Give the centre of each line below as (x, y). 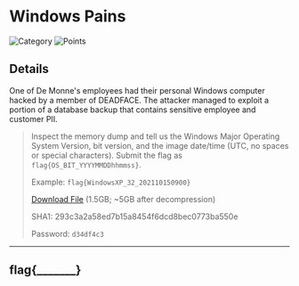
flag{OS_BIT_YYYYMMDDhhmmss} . (86, 164)
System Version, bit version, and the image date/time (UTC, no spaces (160, 145)
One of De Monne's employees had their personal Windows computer (137, 90)
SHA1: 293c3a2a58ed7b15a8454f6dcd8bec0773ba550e (134, 217)
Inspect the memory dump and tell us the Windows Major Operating (155, 136)
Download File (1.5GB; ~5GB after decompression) (123, 199)
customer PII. (33, 118)
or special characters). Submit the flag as (106, 155)
